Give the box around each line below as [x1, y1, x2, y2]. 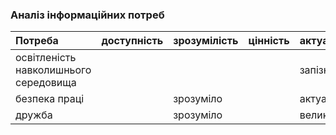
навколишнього [15, 63, 92, 77]
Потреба [15, 34, 59, 48]
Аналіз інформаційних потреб [10, 8, 165, 22]
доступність [101, 34, 164, 48]
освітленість [15, 51, 77, 65]
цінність [248, 34, 290, 48]
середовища [15, 76, 77, 90]
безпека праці [15, 92, 85, 106]
